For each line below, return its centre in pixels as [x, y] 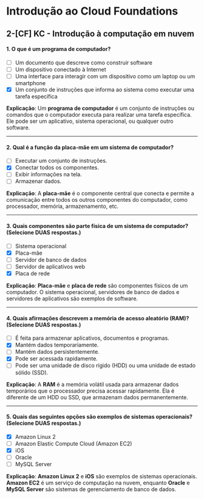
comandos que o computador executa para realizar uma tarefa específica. [99, 115]
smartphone [30, 83]
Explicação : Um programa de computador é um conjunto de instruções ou [100, 108]
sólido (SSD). [32, 373]
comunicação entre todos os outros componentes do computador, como [97, 200]
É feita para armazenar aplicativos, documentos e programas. [92, 338]
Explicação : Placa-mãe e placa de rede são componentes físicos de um [97, 286]
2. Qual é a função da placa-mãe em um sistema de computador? [90, 147]
